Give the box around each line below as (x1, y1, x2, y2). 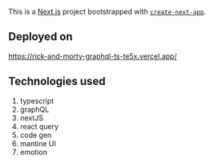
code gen (19, 130, 52, 140)
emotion (19, 147, 48, 157)
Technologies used (8, 75, 106, 88)
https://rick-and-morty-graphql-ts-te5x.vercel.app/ (8, 51, 177, 61)
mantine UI (19, 138, 56, 148)
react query (19, 121, 59, 131)
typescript (19, 96, 55, 105)
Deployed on (8, 30, 74, 43)
